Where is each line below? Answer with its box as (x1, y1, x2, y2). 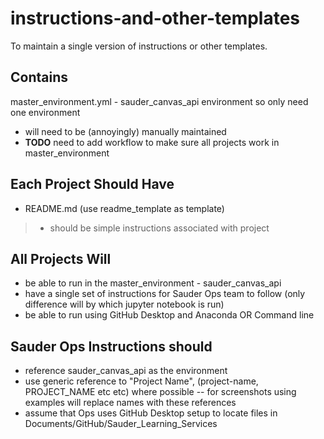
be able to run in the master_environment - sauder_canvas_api (24, 277, 282, 289)
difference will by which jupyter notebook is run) (24, 298, 225, 311)
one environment (10, 106, 81, 118)
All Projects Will (10, 250, 112, 267)
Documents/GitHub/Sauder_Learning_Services (24, 418, 218, 430)
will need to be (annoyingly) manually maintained (24, 125, 227, 137)
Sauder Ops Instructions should (10, 338, 213, 355)
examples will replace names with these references (24, 397, 237, 409)
